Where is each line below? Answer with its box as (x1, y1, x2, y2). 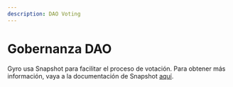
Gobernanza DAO (7, 40, 112, 57)
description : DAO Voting (7, 10, 81, 18)
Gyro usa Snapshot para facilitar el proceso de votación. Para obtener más (7, 64, 226, 73)
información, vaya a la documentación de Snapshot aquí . (7, 71, 174, 80)
